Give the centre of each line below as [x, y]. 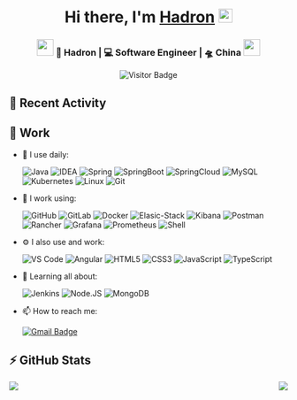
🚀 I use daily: [45, 154]
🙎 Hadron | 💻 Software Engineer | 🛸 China [148, 53]
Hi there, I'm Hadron [140, 17]
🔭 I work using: [49, 198]
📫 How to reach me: [60, 311]
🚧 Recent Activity [58, 103]
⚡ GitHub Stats [50, 361]
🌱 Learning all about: [60, 276]
